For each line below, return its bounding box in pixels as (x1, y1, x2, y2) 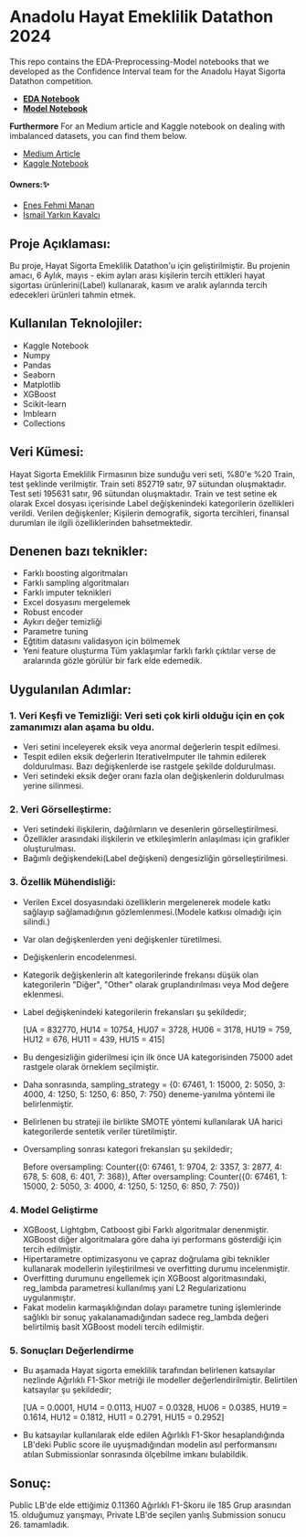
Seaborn (22, 368, 56, 380)
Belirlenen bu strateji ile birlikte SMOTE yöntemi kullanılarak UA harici (22, 1115, 283, 1126)
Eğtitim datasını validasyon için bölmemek (22, 635, 181, 646)
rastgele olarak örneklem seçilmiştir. (22, 1061, 159, 1072)
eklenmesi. (22, 988, 64, 999)
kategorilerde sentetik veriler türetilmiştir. (22, 1126, 178, 1137)
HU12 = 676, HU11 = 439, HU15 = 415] (22, 1033, 165, 1044)
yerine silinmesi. (22, 780, 84, 792)
